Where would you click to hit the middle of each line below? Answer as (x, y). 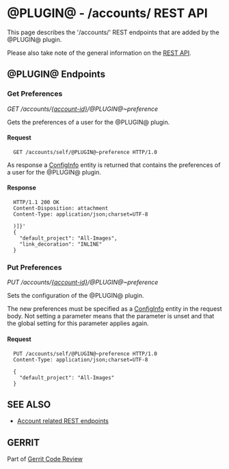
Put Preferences (35, 267)
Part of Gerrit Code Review (45, 459)
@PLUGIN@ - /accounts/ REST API (108, 13)
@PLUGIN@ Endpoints (56, 74)
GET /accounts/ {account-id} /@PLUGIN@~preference (83, 109)
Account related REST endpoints (63, 421)
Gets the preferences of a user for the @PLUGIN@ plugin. (89, 122)
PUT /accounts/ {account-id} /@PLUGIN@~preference (83, 282)
